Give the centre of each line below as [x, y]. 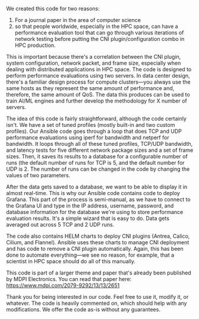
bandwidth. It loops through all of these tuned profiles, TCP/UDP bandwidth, [99, 144]
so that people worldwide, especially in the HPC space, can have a [96, 26]
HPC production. [35, 45]
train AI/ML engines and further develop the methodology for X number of [97, 101]
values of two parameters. [38, 175]
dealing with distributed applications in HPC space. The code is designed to [99, 69]
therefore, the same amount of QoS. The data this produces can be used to [98, 95]
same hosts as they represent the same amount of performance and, [90, 88]
